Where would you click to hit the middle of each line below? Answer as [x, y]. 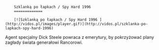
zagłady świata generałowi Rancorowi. [44, 42]
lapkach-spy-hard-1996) [29, 28]
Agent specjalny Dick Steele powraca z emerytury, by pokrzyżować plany [80, 37]
